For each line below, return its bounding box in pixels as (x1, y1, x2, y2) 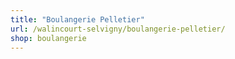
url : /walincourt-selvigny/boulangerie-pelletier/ (10, 24, 226, 34)
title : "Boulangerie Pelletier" (10, 14, 145, 25)
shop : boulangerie (10, 33, 87, 43)
